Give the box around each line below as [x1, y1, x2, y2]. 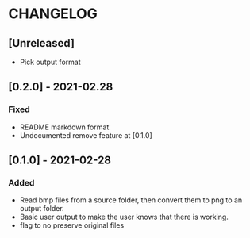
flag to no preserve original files [19, 221, 125, 230]
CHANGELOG [8, 5, 98, 23]
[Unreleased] [8, 36, 75, 50]
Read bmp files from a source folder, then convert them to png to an [19, 195, 243, 205]
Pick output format [19, 57, 81, 67]
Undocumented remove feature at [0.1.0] [19, 130, 152, 140]
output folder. [19, 204, 65, 213]
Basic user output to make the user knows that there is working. [19, 212, 229, 222]
